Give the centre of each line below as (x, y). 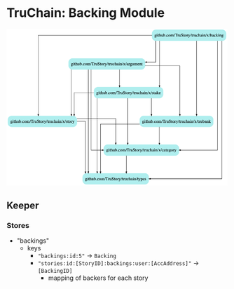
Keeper (23, 205)
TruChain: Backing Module (86, 13)
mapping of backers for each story (98, 278)
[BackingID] (55, 271)
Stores (18, 225)
